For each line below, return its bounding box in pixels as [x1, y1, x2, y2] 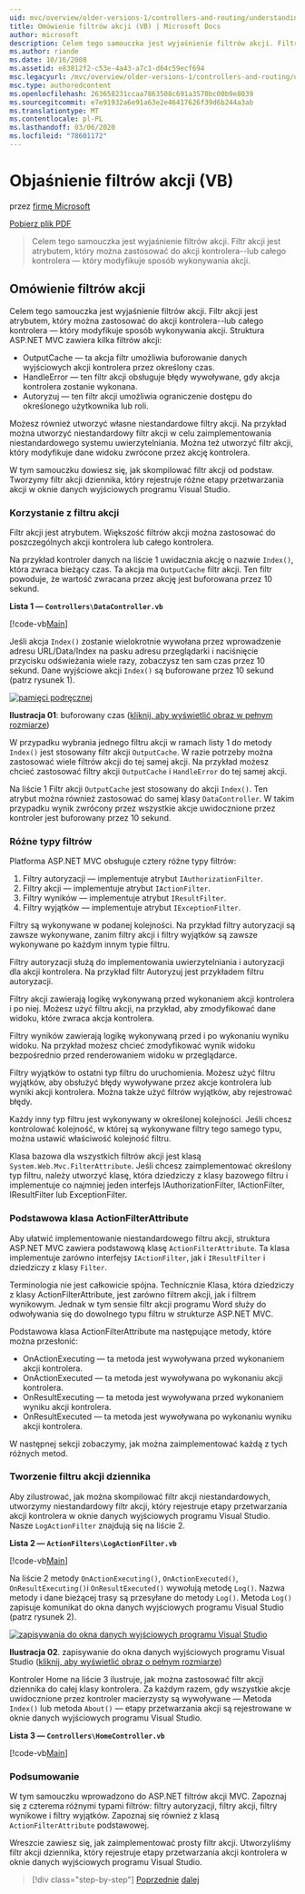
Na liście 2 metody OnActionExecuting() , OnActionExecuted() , [9, 1573, 239, 1583]
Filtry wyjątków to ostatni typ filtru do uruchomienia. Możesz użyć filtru [9, 1068, 276, 1079]
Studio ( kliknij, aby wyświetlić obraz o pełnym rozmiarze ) [9, 1656, 222, 1667]
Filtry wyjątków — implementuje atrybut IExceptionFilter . [22, 903, 241, 913]
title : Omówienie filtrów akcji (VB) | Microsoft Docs [9, 22, 221, 31]
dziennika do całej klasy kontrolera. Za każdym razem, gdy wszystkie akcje [9, 1683, 290, 1694]
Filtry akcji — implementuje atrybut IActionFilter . [22, 883, 211, 894]
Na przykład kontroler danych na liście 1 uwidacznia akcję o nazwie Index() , [9, 554, 294, 565]
